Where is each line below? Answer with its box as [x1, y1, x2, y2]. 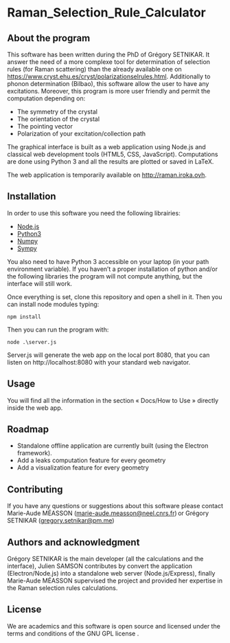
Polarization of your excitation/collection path [16, 129, 146, 138]
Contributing [7, 483, 63, 495]
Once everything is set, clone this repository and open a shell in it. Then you [7, 292, 222, 301]
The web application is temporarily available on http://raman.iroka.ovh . [7, 171, 207, 179]
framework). [16, 449, 53, 457]
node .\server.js [7, 338, 57, 345]
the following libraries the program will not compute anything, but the [7, 272, 203, 280]
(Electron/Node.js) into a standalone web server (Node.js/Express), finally [7, 569, 216, 578]
